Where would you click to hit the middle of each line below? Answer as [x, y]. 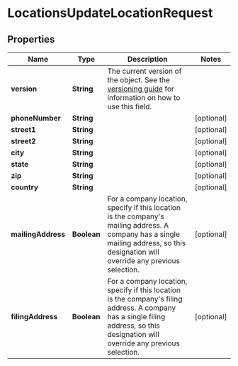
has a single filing [136, 317]
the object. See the [138, 80]
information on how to [144, 98]
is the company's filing [145, 299]
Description [147, 59]
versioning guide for [141, 89]
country [25, 187]
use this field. [130, 106]
